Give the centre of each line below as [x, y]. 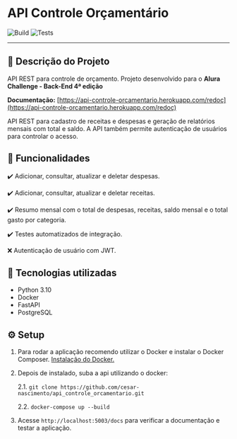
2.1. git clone [37, 387]
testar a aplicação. [44, 428]
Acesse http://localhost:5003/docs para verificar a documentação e [119, 421]
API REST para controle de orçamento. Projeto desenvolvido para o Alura [114, 79]
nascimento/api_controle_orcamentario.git [81, 394]
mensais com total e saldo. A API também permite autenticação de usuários [117, 128]
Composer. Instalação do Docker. [66, 360]
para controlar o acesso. [43, 136]
